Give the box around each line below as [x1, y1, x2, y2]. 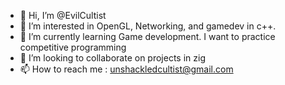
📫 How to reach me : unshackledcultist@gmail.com [19, 63, 234, 75]
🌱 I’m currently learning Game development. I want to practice [19, 31, 276, 42]
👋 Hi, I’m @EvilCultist [19, 10, 107, 21]
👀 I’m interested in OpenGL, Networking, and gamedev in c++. [19, 20, 277, 32]
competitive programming [19, 41, 127, 53]
